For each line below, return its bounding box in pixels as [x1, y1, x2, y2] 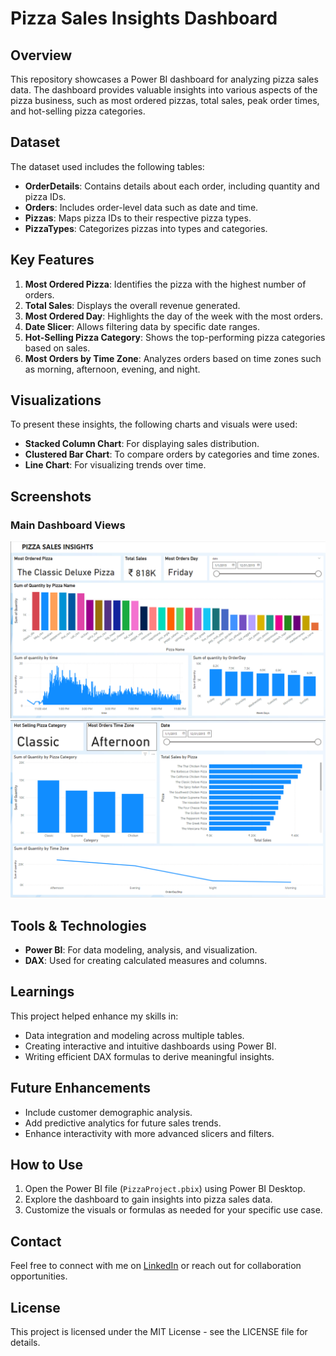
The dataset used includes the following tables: [10, 160, 205, 172]
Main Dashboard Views [10, 518, 126, 532]
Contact [10, 1233, 62, 1250]
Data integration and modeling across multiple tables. [24, 1029, 245, 1041]
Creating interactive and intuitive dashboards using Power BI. [24, 1040, 277, 1052]
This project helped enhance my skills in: [10, 1010, 179, 1022]
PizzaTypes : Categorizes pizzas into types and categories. [24, 222, 268, 234]
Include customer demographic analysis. [24, 1106, 193, 1118]
